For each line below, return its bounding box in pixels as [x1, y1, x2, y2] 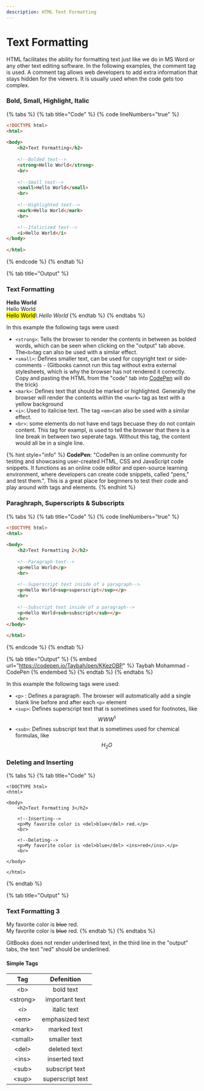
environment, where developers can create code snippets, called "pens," [6, 471, 189, 478]
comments [15, 362, 42, 369]
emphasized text [41, 1015, 90, 1024]
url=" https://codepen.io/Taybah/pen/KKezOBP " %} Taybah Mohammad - [6, 662, 190, 670]
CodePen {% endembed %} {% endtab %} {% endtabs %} [6, 668, 153, 676]
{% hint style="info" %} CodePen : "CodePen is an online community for [6, 451, 188, 459]
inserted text [47, 1055, 84, 1064]
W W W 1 [97, 715, 116, 723]
